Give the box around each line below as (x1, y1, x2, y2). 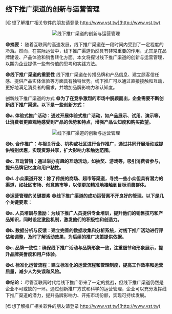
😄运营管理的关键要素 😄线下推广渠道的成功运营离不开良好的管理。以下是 (5, 192, 160, 199)
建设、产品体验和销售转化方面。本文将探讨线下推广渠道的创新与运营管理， (9, 54, 167, 60)
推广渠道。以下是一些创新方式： (18, 102, 86, 108)
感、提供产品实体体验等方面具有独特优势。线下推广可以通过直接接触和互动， (5, 77, 167, 84)
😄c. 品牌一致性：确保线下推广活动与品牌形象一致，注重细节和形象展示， (5, 244, 159, 250)
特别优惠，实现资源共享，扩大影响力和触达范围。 (9, 147, 113, 153)
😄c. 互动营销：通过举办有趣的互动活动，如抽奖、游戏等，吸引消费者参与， (5, 158, 163, 164)
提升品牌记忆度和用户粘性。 (5, 164, 64, 170)
